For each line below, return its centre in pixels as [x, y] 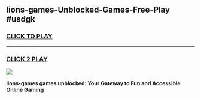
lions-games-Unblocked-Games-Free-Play [88, 10]
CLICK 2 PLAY [27, 59]
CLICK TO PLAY [29, 37]
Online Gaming [25, 89]
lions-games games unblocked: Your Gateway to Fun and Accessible [93, 83]
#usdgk [21, 19]
